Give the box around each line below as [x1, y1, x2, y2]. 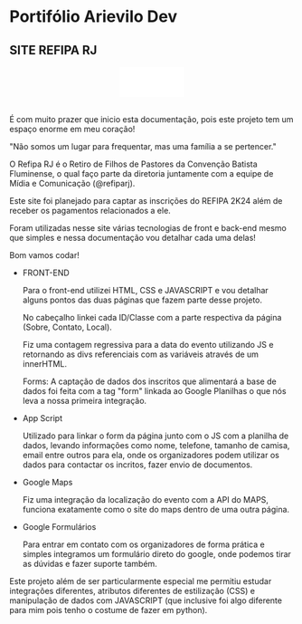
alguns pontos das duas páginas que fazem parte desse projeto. [22, 294, 263, 305]
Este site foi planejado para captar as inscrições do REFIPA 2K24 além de [9, 196, 283, 206]
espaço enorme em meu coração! [9, 124, 136, 134]
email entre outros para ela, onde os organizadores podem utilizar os [22, 450, 280, 460]
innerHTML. [22, 359, 68, 369]
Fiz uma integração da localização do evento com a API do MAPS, [22, 494, 269, 504]
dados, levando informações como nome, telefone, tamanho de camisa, [22, 440, 290, 450]
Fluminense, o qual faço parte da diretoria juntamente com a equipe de [9, 168, 274, 178]
